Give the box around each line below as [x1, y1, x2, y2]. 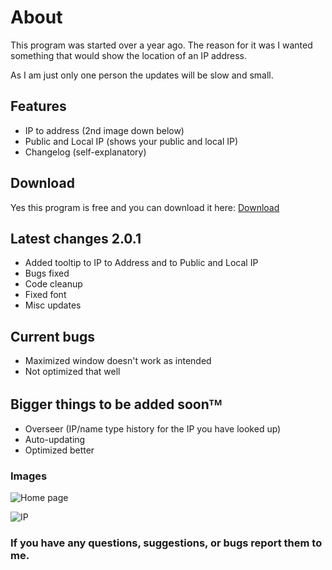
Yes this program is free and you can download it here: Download [10, 201, 280, 213]
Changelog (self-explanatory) [24, 146, 147, 158]
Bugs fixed [24, 267, 70, 280]
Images [10, 469, 48, 483]
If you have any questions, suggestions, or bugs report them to [10, 536, 323, 550]
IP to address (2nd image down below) [24, 124, 185, 136]
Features [10, 98, 67, 115]
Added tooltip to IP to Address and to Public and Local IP [24, 257, 259, 269]
